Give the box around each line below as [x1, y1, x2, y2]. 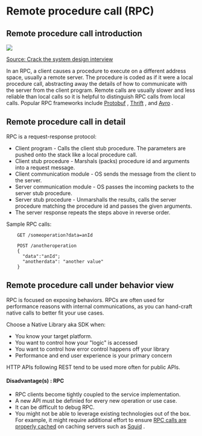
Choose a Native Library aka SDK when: [6, 321, 106, 328]
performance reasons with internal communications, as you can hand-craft [6, 303, 193, 310]
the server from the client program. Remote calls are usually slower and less [6, 86, 195, 94]
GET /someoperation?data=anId [17, 232, 93, 238]
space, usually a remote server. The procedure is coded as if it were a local [6, 74, 193, 81]
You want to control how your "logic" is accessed [14, 339, 137, 346]
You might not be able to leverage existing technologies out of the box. [14, 409, 191, 417]
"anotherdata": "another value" [22, 258, 104, 264]
